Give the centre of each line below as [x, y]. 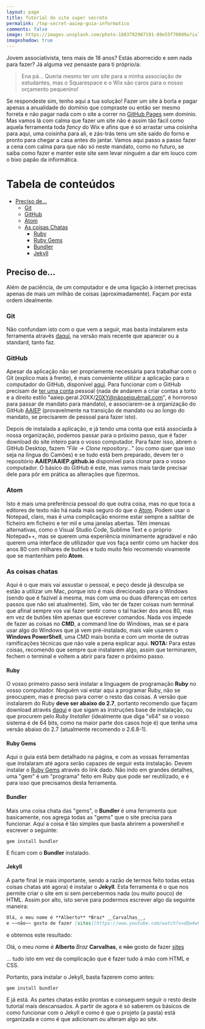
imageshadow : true [30, 40]
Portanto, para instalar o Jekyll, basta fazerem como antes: [81, 977]
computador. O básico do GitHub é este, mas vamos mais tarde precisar [97, 468]
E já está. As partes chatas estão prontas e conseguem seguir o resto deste [102, 999]
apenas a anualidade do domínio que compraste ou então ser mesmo [93, 107]
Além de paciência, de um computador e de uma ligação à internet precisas [102, 287]
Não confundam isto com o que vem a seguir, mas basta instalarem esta [97, 329]
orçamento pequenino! [50, 89]
